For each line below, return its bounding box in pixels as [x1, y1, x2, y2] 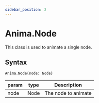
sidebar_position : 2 [5, 7, 47, 12]
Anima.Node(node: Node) [5, 71, 53, 76]
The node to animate [44, 90, 92, 97]
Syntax [5, 58, 27, 66]
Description [54, 82, 82, 88]
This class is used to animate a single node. [5, 44, 92, 50]
